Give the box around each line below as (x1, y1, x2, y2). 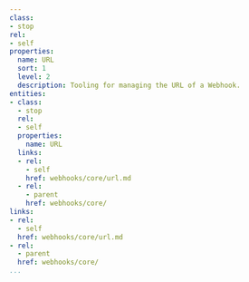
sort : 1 (17, 64, 47, 73)
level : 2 (17, 73, 51, 82)
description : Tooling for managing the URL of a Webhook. (17, 81, 242, 90)
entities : (9, 89, 47, 98)
